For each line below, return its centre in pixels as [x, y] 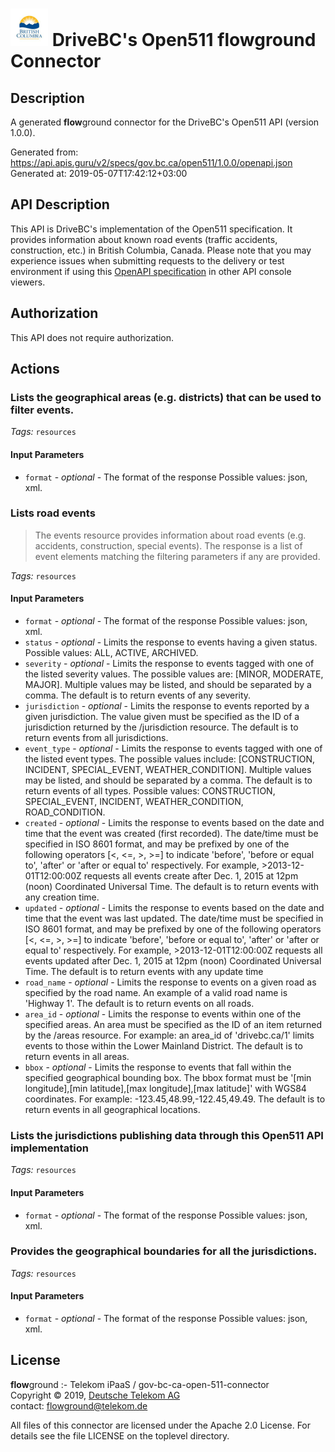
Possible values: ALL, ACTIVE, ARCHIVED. [111, 653]
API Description [60, 204]
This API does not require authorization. [92, 337]
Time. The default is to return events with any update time [144, 972]
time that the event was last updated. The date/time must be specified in [174, 919]
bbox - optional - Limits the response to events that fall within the [158, 1067]
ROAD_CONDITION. [65, 812]
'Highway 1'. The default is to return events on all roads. [139, 1004]
